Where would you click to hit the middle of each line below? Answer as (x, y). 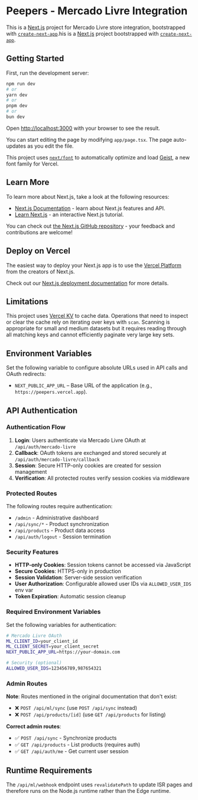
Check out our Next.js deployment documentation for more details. (87, 283)
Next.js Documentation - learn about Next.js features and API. (90, 208)
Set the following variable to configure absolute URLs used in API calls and (97, 368)
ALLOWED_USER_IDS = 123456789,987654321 (54, 668)
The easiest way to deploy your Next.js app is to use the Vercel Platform (94, 265)
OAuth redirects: (26, 374)
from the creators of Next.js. (40, 272)
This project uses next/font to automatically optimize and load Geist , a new (98, 157)
